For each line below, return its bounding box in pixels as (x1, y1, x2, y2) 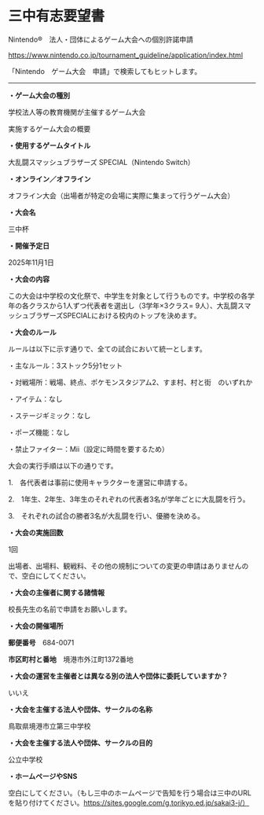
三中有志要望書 (8, 7, 105, 25)
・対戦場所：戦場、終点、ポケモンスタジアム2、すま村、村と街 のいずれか (8, 377, 253, 387)
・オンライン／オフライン (8, 174, 91, 183)
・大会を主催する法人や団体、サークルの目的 (8, 738, 153, 747)
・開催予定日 (8, 240, 49, 250)
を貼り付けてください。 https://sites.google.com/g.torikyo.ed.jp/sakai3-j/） (8, 798, 250, 807)
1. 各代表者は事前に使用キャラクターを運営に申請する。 (8, 477, 192, 487)
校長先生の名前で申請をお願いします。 (8, 604, 132, 614)
